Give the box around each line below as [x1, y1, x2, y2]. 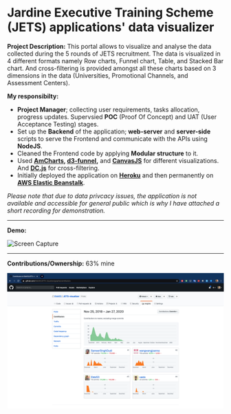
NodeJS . [16, 142, 43, 150]
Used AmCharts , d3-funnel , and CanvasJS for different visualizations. [16, 156, 219, 164]
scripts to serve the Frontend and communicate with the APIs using [16, 134, 208, 142]
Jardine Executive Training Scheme [7, 5, 214, 21]
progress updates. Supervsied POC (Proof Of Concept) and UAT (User [16, 112, 217, 121]
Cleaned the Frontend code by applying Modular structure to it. [16, 149, 199, 157]
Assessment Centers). [7, 78, 70, 87]
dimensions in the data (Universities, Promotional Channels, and [7, 71, 188, 80]
